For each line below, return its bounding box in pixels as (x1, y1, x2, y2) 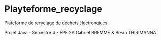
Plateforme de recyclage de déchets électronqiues (4, 20, 108, 26)
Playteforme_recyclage (4, 3, 102, 15)
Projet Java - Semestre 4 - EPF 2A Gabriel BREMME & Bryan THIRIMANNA (4, 29, 156, 35)
